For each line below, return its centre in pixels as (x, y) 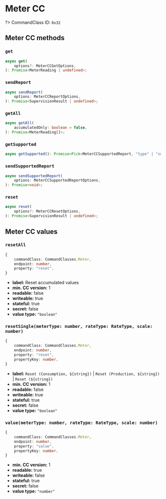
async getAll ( (20, 123)
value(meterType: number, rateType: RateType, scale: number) (82, 423)
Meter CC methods (35, 38)
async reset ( (19, 207)
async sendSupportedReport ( (34, 176)
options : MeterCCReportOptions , (47, 97)
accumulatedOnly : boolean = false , (51, 128)
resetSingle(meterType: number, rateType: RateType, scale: (79, 326)
